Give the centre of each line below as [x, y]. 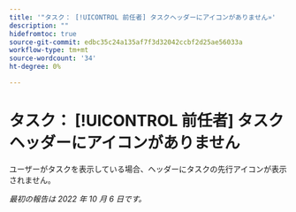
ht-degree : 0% [35, 67]
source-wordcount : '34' [53, 58]
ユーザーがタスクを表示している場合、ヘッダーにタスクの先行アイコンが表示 [148, 169]
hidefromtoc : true [43, 34]
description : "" [39, 26]
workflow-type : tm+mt [49, 50]
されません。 [32, 180]
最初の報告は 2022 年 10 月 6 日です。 [78, 199]
